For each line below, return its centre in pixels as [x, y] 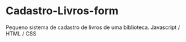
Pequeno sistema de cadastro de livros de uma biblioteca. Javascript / [93, 27]
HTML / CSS [21, 33]
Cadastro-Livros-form [62, 11]
